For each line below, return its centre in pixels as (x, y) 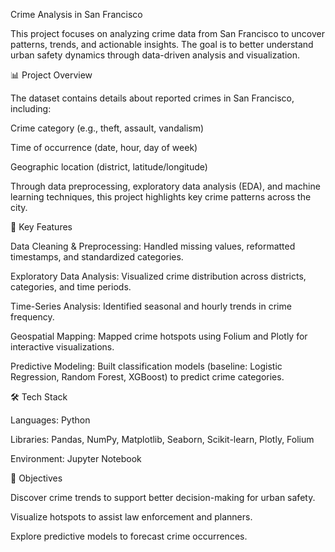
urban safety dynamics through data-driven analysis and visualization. (155, 55)
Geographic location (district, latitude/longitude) (109, 167)
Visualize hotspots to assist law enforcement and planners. (131, 517)
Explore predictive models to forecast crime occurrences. (129, 536)
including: (31, 108)
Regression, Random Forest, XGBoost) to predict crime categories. (147, 377)
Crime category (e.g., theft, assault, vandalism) (107, 128)
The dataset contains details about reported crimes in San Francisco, (152, 98)
